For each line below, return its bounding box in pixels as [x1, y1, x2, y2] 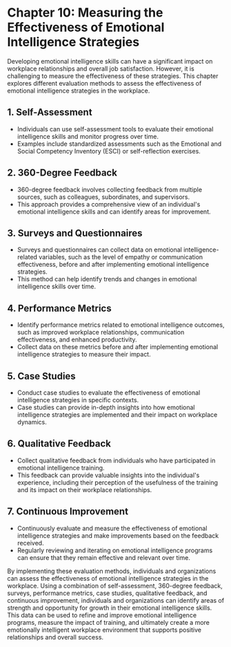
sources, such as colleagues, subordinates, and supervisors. [17, 192, 190, 201]
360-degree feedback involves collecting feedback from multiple [17, 185, 202, 194]
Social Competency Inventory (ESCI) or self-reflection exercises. [17, 147, 201, 155]
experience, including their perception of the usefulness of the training [17, 478, 219, 487]
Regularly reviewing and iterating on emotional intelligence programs [17, 546, 213, 554]
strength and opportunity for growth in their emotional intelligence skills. [7, 603, 212, 612]
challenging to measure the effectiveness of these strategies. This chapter [7, 71, 219, 80]
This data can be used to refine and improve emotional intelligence [7, 610, 197, 619]
